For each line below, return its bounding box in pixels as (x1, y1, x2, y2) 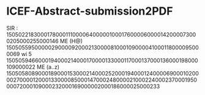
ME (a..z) (36, 63, 60, 71)
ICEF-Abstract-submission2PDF (6, 4, 173, 18)
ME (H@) (60, 37, 83, 44)
